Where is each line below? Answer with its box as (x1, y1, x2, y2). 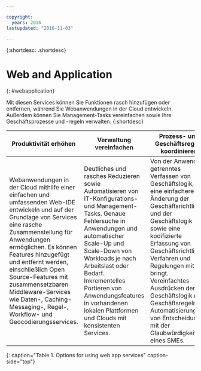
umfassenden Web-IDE (9, 198, 76, 207)
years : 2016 (11, 19, 42, 26)
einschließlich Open (9, 265, 65, 274)
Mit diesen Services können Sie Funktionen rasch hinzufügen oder (6, 99, 170, 106)
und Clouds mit (83, 314, 127, 323)
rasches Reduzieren (83, 172, 141, 180)
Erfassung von (150, 240, 191, 248)
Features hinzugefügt (9, 250, 70, 259)
